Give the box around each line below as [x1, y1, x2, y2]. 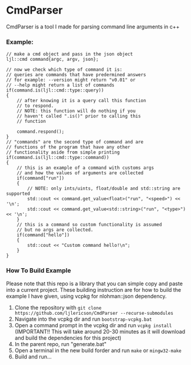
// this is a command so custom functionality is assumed [17, 222, 162, 228]
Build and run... [14, 353, 52, 360]
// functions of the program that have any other [6, 144, 131, 151]
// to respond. [17, 103, 54, 109]
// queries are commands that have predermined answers [6, 72, 146, 78]
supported [6, 191, 31, 197]
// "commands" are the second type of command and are [6, 139, 144, 145]
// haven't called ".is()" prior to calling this [17, 113, 141, 119]
